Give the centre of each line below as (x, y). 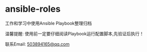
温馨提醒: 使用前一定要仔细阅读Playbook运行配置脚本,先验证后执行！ (74, 33)
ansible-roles (33, 9)
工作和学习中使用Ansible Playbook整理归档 (48, 23)
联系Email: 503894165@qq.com (37, 44)
